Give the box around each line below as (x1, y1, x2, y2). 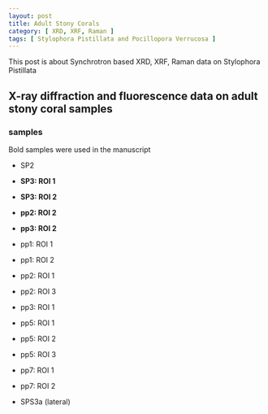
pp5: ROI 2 (19, 333, 57, 343)
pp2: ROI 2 (19, 207, 57, 217)
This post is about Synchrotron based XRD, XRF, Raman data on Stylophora (8, 57, 261, 67)
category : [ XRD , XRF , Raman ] (8, 27, 115, 35)
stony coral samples (8, 102, 114, 115)
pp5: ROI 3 (19, 349, 57, 359)
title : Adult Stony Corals (8, 20, 100, 28)
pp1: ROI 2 (19, 255, 55, 264)
